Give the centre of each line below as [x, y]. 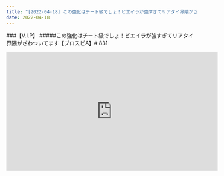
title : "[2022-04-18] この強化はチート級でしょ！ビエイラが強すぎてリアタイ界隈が [100, 12]
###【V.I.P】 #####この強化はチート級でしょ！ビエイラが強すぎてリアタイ [100, 35]
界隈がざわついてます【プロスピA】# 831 [57, 43]
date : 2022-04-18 [28, 17]
